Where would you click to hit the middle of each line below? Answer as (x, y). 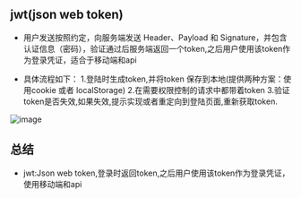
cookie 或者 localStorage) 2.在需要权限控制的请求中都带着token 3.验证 (160, 90)
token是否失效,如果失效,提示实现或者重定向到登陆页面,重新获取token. (150, 101)
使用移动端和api (52, 184)
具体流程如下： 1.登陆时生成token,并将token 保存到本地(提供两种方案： (153, 79)
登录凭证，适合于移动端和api (84, 60)
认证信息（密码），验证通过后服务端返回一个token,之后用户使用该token (153, 48)
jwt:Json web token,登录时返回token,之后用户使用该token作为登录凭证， (156, 173)
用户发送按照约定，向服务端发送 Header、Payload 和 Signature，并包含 (155, 37)
